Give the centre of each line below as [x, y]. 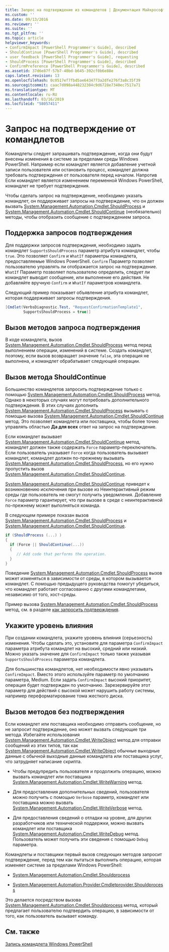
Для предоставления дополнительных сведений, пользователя [81, 792]
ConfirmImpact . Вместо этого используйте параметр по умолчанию [77, 675]
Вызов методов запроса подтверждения [73, 328]
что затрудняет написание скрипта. [44, 761]
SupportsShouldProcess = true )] [57, 312]
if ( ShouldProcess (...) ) [33, 535]
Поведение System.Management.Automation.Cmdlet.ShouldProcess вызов [84, 573]
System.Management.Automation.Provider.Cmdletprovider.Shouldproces [88, 885]
